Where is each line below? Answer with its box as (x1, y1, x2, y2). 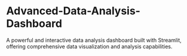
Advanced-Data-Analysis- (6, 4, 140, 18)
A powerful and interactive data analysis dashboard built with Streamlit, (6, 36, 182, 43)
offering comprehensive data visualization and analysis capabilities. (6, 43, 173, 50)
